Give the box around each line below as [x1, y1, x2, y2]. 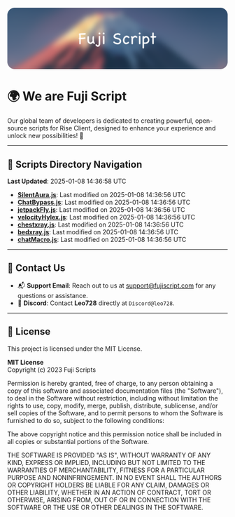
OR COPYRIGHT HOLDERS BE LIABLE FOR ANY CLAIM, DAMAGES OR [7, 481, 210, 489]
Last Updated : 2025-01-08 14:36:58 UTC [7, 177, 127, 186]
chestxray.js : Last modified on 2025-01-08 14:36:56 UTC [17, 220, 184, 229]
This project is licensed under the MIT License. [7, 344, 143, 353]
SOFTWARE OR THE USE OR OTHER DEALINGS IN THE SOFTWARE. [7, 503, 204, 511]
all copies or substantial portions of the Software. [7, 437, 149, 445]
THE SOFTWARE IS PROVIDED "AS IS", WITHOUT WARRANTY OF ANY [7, 450, 211, 459]
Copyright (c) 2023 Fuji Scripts [7, 365, 97, 374]
